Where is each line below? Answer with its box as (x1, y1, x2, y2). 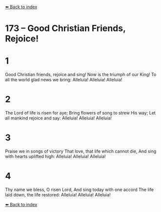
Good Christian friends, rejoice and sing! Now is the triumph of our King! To (5, 72, 157, 77)
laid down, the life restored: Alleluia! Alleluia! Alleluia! (5, 192, 111, 197)
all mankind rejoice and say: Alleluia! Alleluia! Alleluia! (5, 115, 112, 121)
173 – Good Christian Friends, (5, 23, 126, 34)
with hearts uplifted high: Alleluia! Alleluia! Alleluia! (5, 154, 106, 159)
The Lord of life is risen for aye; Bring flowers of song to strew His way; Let (5, 110, 156, 116)
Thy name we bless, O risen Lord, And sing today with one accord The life (5, 187, 154, 193)
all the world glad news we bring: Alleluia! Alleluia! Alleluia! (5, 77, 122, 83)
